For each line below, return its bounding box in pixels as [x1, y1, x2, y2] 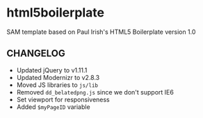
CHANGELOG [6, 48, 65, 59]
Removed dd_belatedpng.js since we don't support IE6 [16, 88, 174, 96]
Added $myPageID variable [16, 102, 91, 111]
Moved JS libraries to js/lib [16, 81, 99, 89]
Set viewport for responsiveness [16, 95, 111, 104]
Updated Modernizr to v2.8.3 [16, 73, 100, 81]
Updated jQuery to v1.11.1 [16, 66, 88, 74]
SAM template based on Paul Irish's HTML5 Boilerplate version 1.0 [6, 28, 196, 36]
